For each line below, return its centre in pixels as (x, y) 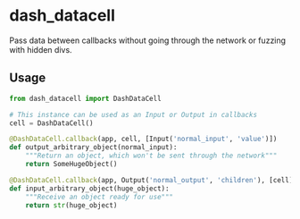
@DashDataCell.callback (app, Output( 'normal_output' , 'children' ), (137, 180)
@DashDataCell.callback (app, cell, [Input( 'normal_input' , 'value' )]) (143, 139)
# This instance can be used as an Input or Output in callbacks (133, 114)
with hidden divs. (41, 49)
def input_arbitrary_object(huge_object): (89, 189)
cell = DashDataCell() (51, 123)
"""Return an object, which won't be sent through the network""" (151, 156)
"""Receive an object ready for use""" (100, 197)
